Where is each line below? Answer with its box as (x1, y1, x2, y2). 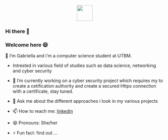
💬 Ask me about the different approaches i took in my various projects (12, 98, 158, 104)
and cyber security (12, 68, 52, 74)
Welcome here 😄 (5, 41, 48, 48)
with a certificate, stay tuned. (12, 88, 74, 95)
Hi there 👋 (5, 28, 30, 35)
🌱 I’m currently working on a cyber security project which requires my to (12, 78, 163, 84)
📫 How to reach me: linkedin (12, 108, 73, 114)
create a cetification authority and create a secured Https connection (12, 83, 156, 89)
